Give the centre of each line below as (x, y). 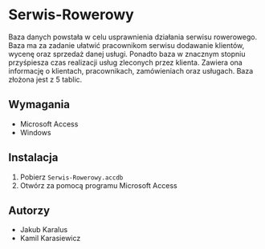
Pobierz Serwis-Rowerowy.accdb (71, 177)
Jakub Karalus (44, 230)
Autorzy (29, 210)
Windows (35, 132)
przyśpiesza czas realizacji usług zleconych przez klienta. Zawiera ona (125, 62)
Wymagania (39, 104)
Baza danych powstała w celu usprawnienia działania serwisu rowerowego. (133, 37)
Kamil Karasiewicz (50, 239)
